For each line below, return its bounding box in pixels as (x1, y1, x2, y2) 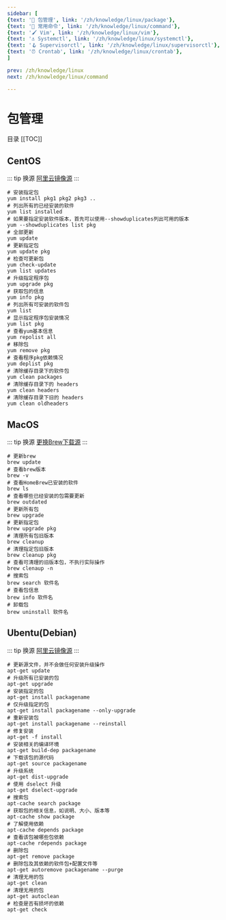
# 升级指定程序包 (7, 275, 49, 282)
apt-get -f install (7, 734, 63, 741)
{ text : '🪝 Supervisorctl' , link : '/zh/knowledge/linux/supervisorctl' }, (7, 42, 221, 49)
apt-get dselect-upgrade (7, 786, 78, 793)
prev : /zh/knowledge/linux (7, 66, 84, 74)
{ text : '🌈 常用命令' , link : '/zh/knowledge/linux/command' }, (7, 23, 181, 29)
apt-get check (7, 906, 48, 913)
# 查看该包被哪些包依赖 (7, 834, 65, 841)
